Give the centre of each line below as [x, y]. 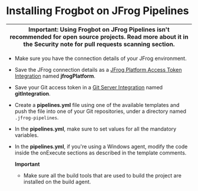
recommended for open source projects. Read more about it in [99, 36]
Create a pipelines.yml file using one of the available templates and [97, 105]
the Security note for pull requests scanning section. [99, 44]
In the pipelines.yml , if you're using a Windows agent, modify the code [101, 146]
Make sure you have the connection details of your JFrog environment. [100, 58]
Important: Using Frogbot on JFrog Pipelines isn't [99, 29]
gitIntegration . [33, 93]
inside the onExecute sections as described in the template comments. [100, 153]
